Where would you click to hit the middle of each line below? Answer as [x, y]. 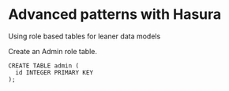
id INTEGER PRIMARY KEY [54, 72]
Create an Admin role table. [53, 51]
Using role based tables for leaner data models [84, 36]
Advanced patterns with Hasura [115, 15]
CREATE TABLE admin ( [44, 66]
